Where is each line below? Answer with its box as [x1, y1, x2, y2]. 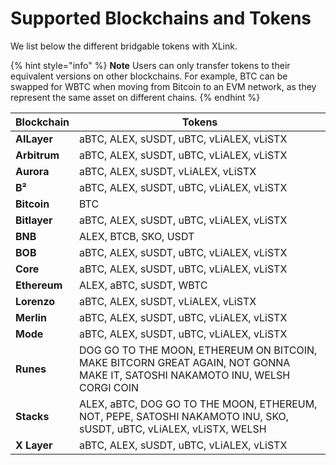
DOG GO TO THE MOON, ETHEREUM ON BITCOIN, [79, 343, 318, 357]
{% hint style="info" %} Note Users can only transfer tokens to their [10, 59, 291, 71]
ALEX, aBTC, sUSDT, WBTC [79, 278, 208, 292]
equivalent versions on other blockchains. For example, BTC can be [10, 70, 288, 82]
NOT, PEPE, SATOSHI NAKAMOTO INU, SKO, [79, 409, 290, 423]
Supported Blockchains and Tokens [10, 7, 312, 30]
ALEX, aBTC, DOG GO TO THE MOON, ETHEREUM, [79, 397, 318, 411]
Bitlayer [15, 213, 53, 227]
